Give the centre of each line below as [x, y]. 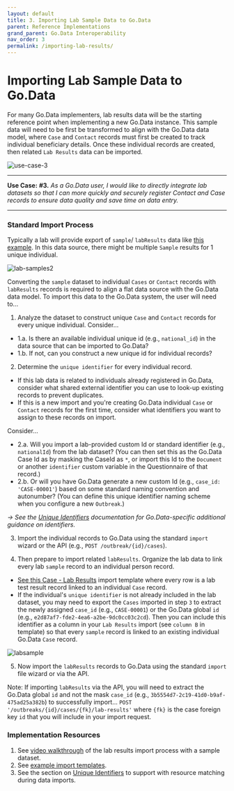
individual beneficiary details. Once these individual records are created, [111, 144]
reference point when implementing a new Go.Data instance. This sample [112, 122]
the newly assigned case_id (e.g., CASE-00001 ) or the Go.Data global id [118, 610]
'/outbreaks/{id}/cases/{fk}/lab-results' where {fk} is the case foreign [114, 709]
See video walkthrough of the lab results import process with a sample [119, 750]
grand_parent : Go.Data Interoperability [67, 33]
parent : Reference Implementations [59, 27]
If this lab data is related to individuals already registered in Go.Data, [115, 380]
